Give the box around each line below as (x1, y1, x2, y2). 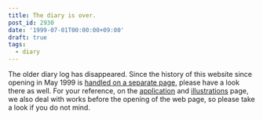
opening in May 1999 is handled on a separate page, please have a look (8, 78, 240, 87)
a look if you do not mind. (8, 103, 90, 112)
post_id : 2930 (8, 19, 55, 27)
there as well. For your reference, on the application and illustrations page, (8, 86, 249, 95)
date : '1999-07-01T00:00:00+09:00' (8, 26, 125, 34)
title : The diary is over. (8, 11, 97, 20)
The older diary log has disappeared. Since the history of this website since (8, 70, 253, 78)
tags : (8, 41, 26, 49)
